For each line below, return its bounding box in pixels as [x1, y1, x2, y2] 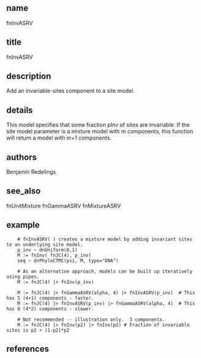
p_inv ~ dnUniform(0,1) [17, 247, 78, 253]
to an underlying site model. [6, 241, 84, 248]
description [6, 71, 51, 81]
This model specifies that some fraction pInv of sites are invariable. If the [6, 121, 190, 129]
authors [6, 152, 37, 162]
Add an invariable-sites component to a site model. [6, 87, 135, 95]
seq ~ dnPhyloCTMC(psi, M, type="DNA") [17, 258, 119, 264]
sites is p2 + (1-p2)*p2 [6, 327, 70, 334]
